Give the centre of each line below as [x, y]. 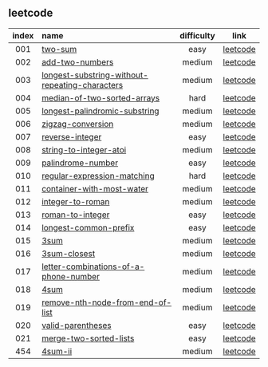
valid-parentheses [76, 325]
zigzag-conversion [77, 124]
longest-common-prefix [88, 227]
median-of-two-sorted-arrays [100, 97]
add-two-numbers [77, 61]
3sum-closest [68, 253]
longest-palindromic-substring [100, 111]
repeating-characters [82, 85]
